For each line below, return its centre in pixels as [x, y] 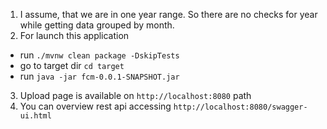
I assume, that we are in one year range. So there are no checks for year [168, 14]
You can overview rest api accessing [95, 106]
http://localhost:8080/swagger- [240, 107]
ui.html [35, 116]
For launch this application [74, 35]
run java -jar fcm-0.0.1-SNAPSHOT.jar [99, 76]
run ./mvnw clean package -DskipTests [99, 55]
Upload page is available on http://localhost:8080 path [135, 95]
